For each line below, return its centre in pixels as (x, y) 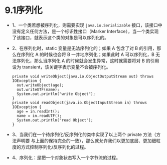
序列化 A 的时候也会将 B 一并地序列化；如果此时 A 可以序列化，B (88, 54)
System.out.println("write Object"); (56, 94)
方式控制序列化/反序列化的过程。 (55, 147)
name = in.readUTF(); (39, 115)
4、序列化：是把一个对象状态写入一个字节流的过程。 (66, 157)
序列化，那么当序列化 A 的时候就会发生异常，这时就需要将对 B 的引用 (88, 60)
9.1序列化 (24, 10)
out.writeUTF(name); (38, 89)
